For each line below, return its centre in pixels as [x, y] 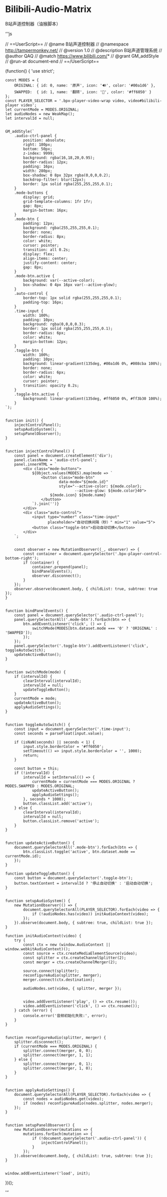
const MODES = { [22, 80]
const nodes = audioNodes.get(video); [63, 1099]
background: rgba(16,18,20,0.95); [59, 158]
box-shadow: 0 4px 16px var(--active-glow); [70, 285]
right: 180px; [38, 144]
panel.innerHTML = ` [35, 464]
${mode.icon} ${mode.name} [78, 495]
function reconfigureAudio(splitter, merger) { [56, 1037]
